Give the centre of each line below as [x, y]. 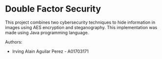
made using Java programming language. [47, 32]
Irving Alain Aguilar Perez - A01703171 [50, 51]
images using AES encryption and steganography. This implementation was [81, 27]
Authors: [14, 42]
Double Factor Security [53, 9]
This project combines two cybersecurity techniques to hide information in [80, 22]
